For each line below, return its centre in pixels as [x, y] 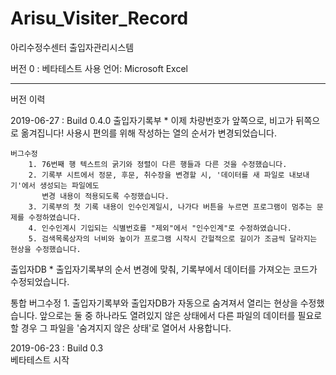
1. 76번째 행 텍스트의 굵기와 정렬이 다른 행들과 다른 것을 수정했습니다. [158, 164]
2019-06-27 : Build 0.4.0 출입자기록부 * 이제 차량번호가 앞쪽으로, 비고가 [152, 120]
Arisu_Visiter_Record [99, 18]
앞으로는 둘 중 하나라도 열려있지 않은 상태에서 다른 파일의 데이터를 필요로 [181, 315]
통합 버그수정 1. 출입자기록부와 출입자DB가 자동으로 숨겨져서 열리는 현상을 [154, 303]
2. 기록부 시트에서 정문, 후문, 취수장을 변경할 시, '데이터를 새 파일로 [156, 175]
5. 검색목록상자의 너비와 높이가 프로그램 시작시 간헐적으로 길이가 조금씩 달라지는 [173, 238]
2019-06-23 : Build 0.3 [57, 348]
